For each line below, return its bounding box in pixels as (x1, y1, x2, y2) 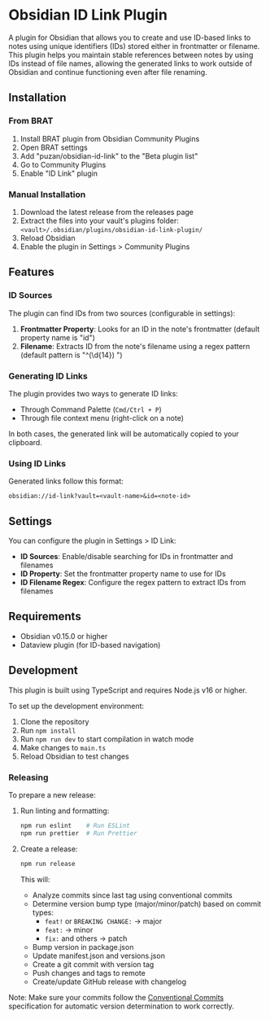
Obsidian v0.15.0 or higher (20, 631, 108, 641)
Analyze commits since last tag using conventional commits (32, 890, 233, 900)
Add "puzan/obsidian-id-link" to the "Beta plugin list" (20, 151, 198, 160)
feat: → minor (44, 925, 94, 934)
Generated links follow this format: (8, 476, 124, 486)
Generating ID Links (8, 370, 88, 382)
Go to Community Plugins (20, 160, 107, 169)
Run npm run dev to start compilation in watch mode (20, 734, 194, 744)
